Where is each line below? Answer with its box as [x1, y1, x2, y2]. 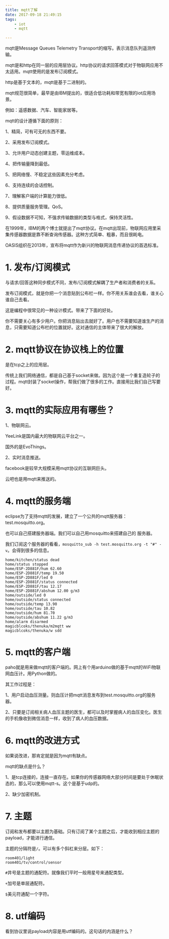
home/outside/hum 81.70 [5, 610, 55, 616]
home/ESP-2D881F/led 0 [5, 575, 53, 580]
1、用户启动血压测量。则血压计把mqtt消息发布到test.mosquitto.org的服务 [5, 692, 156, 698]
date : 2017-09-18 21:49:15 [5, 12, 62, 17]
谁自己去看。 [5, 297, 32, 303]
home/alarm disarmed [5, 619, 49, 624]
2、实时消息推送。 [5, 454, 44, 460]
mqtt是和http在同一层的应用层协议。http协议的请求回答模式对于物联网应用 [5, 62, 159, 68]
